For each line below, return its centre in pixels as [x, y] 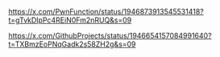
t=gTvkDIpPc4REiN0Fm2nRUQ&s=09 [70, 20]
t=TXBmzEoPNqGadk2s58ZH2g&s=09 [72, 44]
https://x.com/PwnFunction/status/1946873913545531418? [106, 12]
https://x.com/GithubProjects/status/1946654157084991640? [110, 36]
